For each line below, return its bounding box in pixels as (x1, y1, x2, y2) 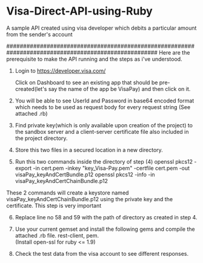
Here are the (158, 48, 190, 56)
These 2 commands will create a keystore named (6, 189, 129, 196)
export (15, 164, 32, 171)
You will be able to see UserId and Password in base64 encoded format (15, 97, 195, 104)
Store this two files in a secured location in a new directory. (15, 146, 164, 153)
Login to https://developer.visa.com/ (15, 67, 106, 74)
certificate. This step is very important (6, 202, 102, 209)
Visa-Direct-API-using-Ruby (6, 4, 153, 18)
